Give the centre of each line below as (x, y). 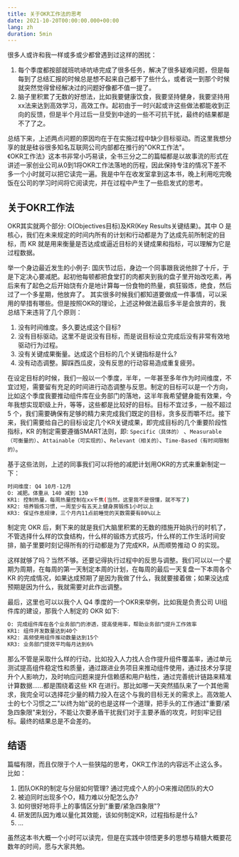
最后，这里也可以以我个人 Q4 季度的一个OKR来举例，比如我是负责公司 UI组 (117, 602)
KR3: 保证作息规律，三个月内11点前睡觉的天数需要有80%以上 (84, 513)
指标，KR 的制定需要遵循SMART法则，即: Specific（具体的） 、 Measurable (115, 432)
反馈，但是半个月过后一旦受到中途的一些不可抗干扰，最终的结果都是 (130, 115)
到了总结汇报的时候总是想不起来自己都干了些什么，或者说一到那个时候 (127, 79)
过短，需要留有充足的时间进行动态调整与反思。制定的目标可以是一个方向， (122, 387)
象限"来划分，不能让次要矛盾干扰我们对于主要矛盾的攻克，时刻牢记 (118, 712)
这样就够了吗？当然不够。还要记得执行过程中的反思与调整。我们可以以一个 (116, 560)
